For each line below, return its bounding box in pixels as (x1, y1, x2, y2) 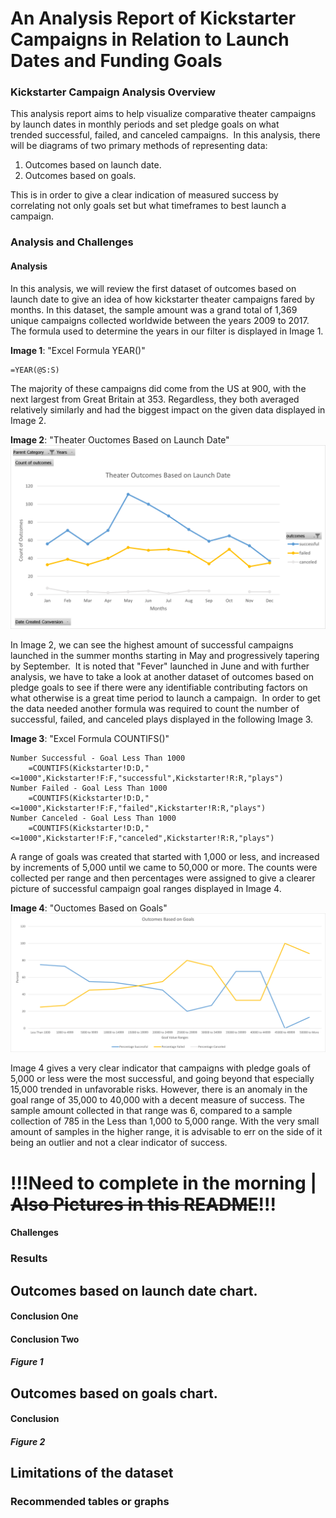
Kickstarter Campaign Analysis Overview (10, 85, 217, 99)
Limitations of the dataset (10, 1465, 174, 1482)
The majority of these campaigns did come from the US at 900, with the (10, 382, 307, 394)
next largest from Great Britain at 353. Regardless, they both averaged (10, 393, 300, 405)
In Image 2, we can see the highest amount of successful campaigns (10, 638, 294, 651)
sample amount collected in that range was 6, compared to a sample (10, 1105, 293, 1117)
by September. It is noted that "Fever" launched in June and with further (10, 660, 310, 672)
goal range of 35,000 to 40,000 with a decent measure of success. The (10, 1094, 305, 1106)
